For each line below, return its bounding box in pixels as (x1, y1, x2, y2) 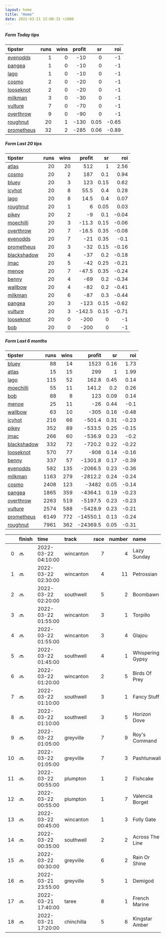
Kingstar (132, 915, 153, 922)
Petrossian (132, 571, 158, 578)
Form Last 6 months (5, 338, 47, 344)
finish (19, 536, 33, 543)
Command (132, 737, 157, 744)
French (132, 895, 149, 902)
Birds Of (132, 670, 152, 677)
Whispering (132, 649, 160, 656)
